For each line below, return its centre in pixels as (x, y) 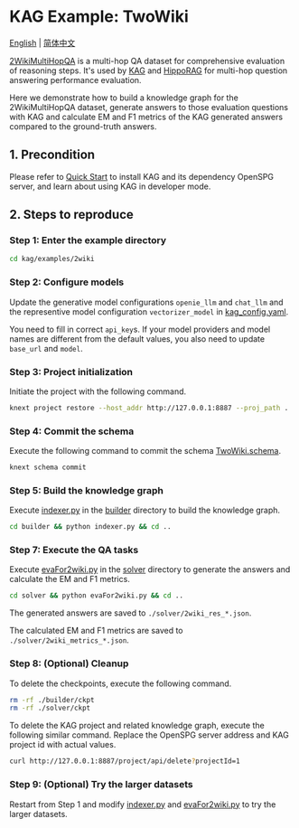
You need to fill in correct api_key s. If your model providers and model (140, 329)
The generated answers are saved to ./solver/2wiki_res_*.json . (131, 613)
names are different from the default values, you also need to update (137, 339)
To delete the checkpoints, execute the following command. (121, 683)
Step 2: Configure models (67, 282)
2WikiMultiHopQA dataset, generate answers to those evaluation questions (149, 107)
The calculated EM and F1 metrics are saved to (96, 631)
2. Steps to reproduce (71, 215)
